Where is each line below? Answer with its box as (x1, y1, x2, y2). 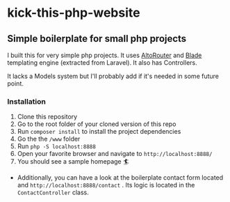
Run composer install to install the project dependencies (17, 127, 181, 136)
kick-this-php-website (7, 5, 140, 21)
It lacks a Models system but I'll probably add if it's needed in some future (7, 72, 219, 80)
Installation (7, 96, 47, 106)
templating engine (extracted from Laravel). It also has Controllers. (7, 59, 197, 67)
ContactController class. (17, 188, 89, 196)
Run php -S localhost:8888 (17, 142, 96, 150)
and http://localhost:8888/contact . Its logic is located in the (17, 181, 195, 189)
